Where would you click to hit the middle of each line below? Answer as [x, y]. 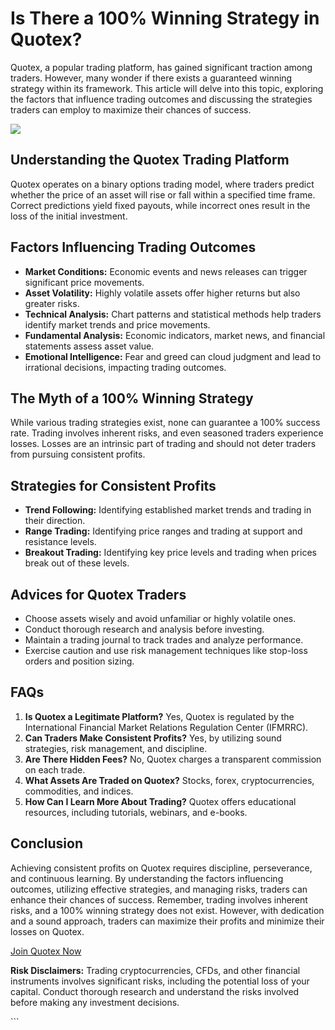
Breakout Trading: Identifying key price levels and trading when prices [170, 553]
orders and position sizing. [79, 661]
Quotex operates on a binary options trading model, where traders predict [162, 184]
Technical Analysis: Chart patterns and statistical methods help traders [173, 314]
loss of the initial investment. [69, 216]
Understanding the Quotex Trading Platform [150, 160]
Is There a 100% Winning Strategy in [165, 18]
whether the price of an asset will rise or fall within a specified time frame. [163, 194]
